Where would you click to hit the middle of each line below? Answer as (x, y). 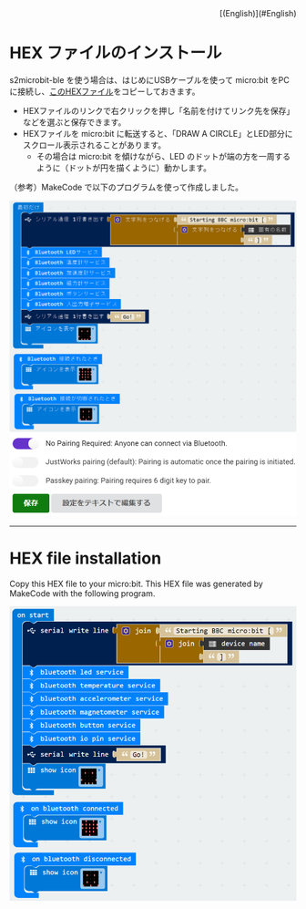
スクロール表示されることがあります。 (94, 145)
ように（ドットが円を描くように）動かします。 (124, 168)
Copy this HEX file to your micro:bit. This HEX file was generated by (137, 584)
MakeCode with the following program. (82, 594)
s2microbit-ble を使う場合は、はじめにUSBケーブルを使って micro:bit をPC (149, 79)
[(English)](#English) (258, 13)
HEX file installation (86, 558)
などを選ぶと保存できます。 (74, 122)
